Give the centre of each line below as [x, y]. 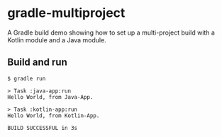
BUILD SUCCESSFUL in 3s [43, 128]
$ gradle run [27, 78]
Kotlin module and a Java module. [57, 40]
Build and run [37, 62]
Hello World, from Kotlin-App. [54, 115]
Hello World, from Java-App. [50, 97]
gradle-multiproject [66, 13]
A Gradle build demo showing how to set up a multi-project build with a [111, 32]
